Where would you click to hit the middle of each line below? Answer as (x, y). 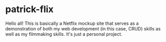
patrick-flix (29, 9)
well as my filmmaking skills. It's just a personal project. (64, 34)
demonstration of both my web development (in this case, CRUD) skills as (83, 28)
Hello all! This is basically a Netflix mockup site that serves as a (72, 23)
